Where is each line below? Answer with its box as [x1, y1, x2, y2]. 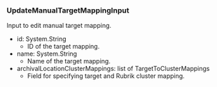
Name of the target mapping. [27, 57, 111, 65]
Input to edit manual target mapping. [6, 22, 112, 30]
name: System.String [16, 49, 78, 58]
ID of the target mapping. [27, 42, 100, 51]
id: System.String [16, 35, 67, 43]
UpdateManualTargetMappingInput [6, 6, 129, 15]
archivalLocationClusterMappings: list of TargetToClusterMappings [16, 65, 210, 73]
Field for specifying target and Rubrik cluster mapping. [27, 72, 185, 80]
